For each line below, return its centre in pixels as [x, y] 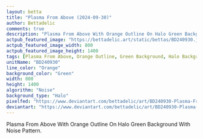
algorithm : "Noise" [31, 90]
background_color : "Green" [40, 73]
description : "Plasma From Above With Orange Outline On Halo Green [94, 34]
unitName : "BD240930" [34, 62]
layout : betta [24, 12]
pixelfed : [19, 101]
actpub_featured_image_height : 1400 [52, 51]
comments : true [25, 29]
